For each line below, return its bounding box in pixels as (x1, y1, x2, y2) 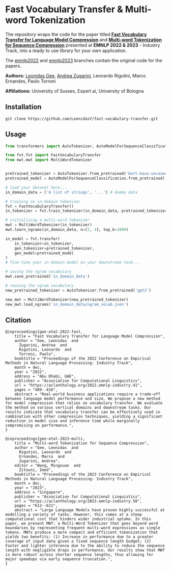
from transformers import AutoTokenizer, (5, 144, 95, 149)
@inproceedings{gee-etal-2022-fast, (5, 330, 83, 335)
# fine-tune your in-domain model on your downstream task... (5, 260, 140, 265)
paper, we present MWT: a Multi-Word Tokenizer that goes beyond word (5, 521, 158, 526)
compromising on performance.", (5, 423, 74, 428)
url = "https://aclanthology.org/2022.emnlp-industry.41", (14, 383, 142, 388)
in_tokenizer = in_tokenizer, (14, 241, 74, 246)
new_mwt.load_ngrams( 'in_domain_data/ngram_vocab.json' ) (5, 302, 129, 307)
